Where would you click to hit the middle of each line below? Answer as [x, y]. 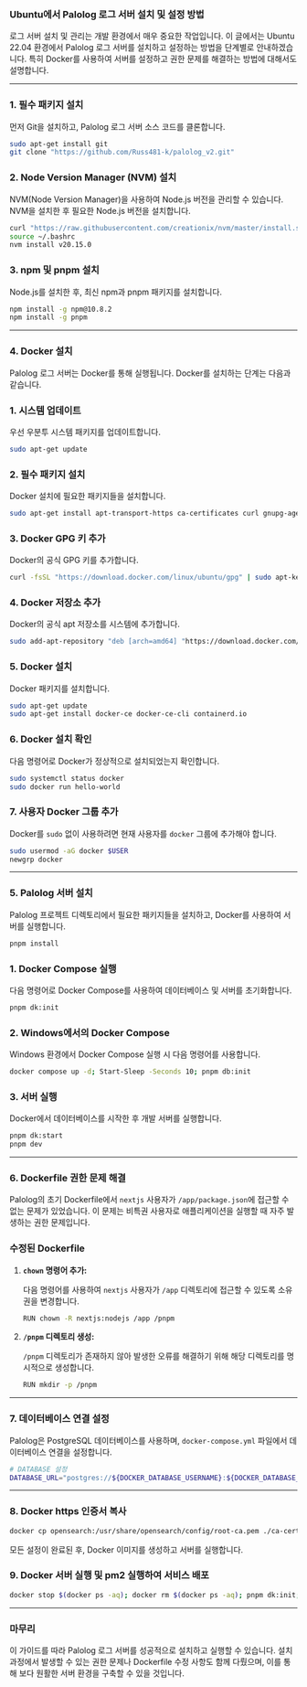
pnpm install [34, 944]
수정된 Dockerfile [47, 1248]
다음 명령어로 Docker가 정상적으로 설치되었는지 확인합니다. [115, 761]
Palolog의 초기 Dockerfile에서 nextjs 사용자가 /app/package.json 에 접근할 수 [149, 1200]
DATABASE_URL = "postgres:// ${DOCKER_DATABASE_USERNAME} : [118, 1478]
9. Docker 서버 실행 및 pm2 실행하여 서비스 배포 [110, 1575]
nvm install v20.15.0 [51, 245]
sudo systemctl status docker [67, 778]
